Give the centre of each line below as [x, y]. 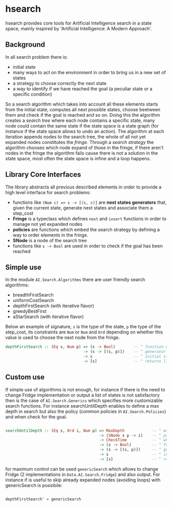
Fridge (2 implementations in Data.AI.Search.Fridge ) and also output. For [83, 474]
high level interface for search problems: [48, 192]
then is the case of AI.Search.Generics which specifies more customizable [84, 400]
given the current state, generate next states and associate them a [83, 207]
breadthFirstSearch [33, 295]
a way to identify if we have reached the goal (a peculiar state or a [82, 89]
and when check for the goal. [36, 417]
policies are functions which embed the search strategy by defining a [86, 229]
